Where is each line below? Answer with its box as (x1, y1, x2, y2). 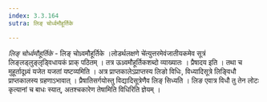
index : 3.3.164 (8, 11, 59, 20)
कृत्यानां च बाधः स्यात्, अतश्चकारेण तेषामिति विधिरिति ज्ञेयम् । (8, 84, 161, 94)
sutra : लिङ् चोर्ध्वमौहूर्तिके (8, 19, 74, 27)
